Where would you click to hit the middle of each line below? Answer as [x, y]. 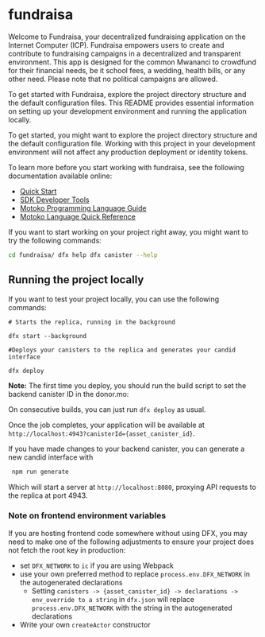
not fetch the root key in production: [67, 550]
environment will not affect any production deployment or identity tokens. [128, 152]
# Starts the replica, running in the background [92, 322]
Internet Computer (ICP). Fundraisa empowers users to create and [116, 45]
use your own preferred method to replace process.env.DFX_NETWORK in [135, 573]
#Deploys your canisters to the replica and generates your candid [122, 350]
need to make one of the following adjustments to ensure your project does [131, 542]
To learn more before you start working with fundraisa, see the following [126, 167]
